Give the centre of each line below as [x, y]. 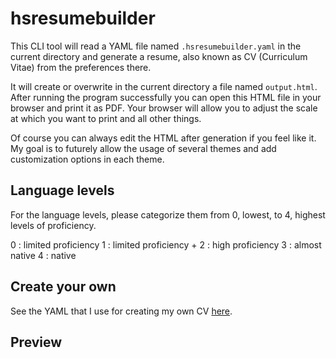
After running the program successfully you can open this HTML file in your [166, 97]
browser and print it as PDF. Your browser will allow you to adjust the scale [164, 108]
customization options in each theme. [87, 159]
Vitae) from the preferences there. [81, 67]
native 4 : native [43, 255]
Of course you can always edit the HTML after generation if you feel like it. [163, 138]
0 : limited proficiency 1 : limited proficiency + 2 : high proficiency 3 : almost [166, 244]
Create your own [63, 287]
